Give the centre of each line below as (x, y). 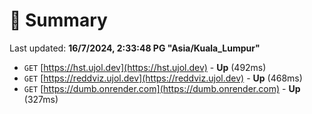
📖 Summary (58, 20)
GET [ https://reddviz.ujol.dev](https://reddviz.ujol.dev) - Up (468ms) (163, 78)
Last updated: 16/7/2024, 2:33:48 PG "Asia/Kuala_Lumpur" (135, 48)
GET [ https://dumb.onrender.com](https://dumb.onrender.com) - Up (162, 88)
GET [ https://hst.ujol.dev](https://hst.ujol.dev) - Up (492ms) (145, 67)
